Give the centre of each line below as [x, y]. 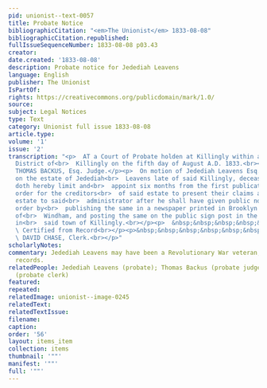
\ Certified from [44, 231]
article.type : [32, 134]
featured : [25, 282]
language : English [39, 75]
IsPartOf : [25, 90]
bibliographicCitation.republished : [69, 38]
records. [30, 260]
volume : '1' [28, 141]
